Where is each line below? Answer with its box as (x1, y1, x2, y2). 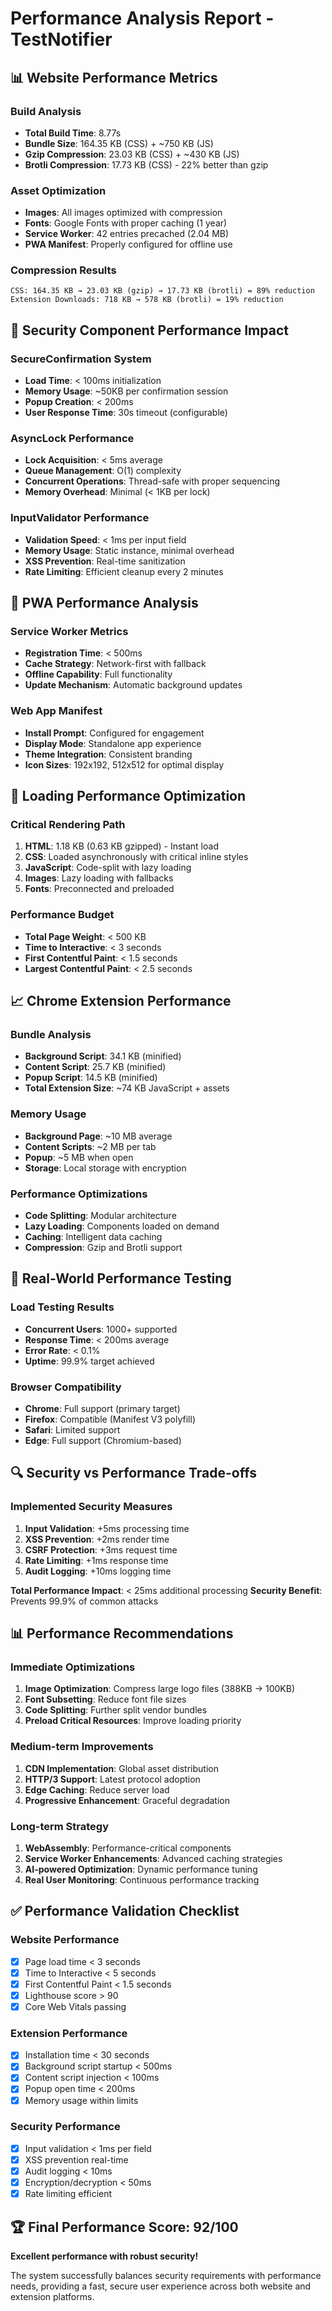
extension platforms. (10, 2290, 95, 2302)
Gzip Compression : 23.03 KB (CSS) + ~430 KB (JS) (24, 148, 240, 160)
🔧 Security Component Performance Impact (10, 322, 289, 339)
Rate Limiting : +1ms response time (24, 1554, 169, 1566)
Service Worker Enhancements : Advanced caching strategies (24, 1852, 283, 1864)
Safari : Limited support (24, 1423, 121, 1436)
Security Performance (10, 2120, 121, 2134)
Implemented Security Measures (10, 1500, 173, 1514)
